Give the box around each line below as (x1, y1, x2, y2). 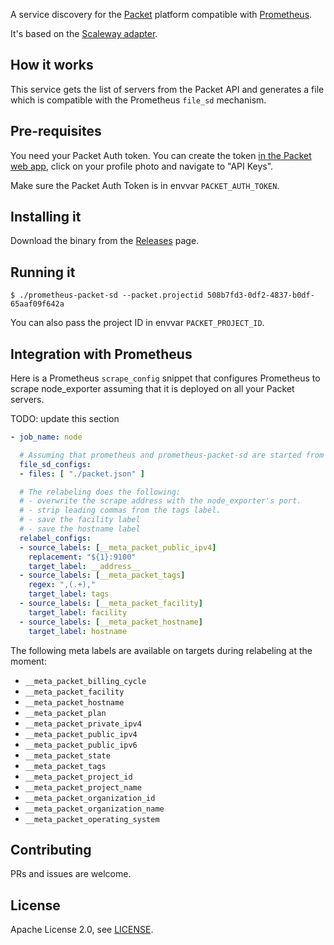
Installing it (10, 209, 82, 226)
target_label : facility (28, 607, 128, 618)
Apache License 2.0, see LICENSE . (10, 924, 154, 936)
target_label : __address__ (28, 561, 141, 571)
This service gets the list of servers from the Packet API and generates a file (10, 83, 325, 95)
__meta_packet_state (24, 750, 111, 761)
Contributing (10, 841, 92, 858)
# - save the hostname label (19, 524, 141, 534)
